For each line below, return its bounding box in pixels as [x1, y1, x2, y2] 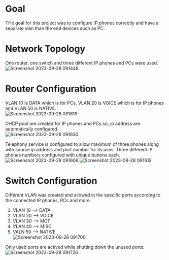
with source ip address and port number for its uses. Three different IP [5, 146, 153, 152]
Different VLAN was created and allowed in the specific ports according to [5, 191, 161, 198]
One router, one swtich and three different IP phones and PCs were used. [5, 59, 158, 66]
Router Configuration [5, 83, 96, 94]
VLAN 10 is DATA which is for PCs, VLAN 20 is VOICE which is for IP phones [5, 100, 164, 106]
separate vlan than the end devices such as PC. [5, 25, 105, 31]
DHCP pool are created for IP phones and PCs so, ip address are [5, 120, 141, 126]
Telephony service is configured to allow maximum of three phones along [5, 141, 159, 147]
